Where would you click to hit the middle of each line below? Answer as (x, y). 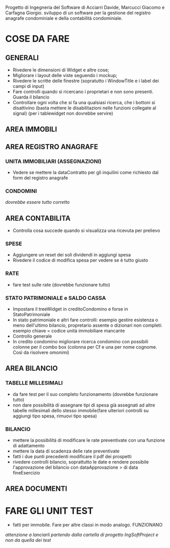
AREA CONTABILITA (38, 218)
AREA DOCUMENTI (36, 489)
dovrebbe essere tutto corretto (38, 202)
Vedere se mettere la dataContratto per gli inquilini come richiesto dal (86, 173)
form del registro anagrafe (40, 178)
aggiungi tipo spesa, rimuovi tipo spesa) (55, 416)
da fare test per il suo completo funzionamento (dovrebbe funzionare (85, 394)
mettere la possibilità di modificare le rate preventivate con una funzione (89, 440)
